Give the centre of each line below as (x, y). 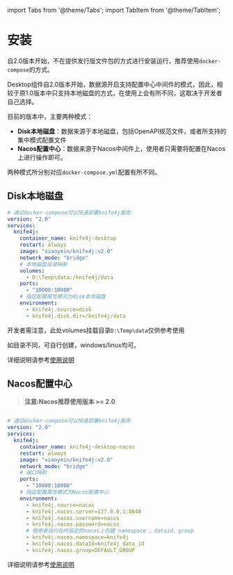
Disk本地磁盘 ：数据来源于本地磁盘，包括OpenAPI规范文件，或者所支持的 (122, 131)
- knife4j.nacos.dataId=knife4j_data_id (85, 544)
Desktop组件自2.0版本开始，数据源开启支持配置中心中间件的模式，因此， (112, 84)
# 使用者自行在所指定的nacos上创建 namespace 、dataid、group (110, 531)
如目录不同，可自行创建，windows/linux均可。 (74, 345)
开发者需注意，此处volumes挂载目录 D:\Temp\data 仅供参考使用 (96, 330)
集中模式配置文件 (42, 140)
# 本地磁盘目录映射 (44, 264)
